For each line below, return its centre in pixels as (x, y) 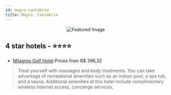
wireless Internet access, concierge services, (65, 87)
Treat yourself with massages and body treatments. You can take (86, 71)
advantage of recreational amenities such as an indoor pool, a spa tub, (92, 76)
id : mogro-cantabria (27, 10)
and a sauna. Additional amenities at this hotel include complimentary (91, 82)
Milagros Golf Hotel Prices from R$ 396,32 (57, 61)
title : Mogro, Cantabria (32, 15)
